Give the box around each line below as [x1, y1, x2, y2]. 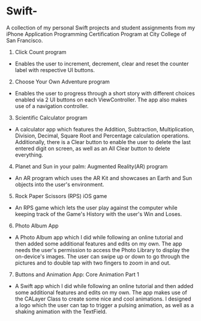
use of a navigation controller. [14, 102, 89, 109]
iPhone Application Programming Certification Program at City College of [6, 30, 187, 37]
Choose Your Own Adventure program [14, 78, 110, 85]
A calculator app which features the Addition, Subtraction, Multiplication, [14, 125, 195, 133]
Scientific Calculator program [14, 114, 88, 121]
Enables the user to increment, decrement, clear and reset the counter [14, 60, 189, 67]
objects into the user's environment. [14, 181, 104, 188]
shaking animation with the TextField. [14, 308, 107, 315]
